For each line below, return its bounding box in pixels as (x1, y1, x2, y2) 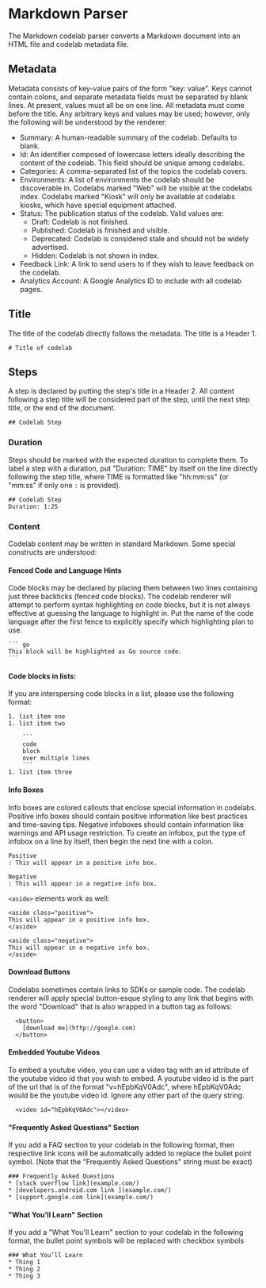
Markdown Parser (8, 5, 128, 23)
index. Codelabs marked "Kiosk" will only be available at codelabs (19, 191, 236, 201)
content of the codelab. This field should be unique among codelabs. (19, 158, 245, 167)
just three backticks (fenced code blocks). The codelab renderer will (8, 592, 232, 602)
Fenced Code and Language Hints (8, 565, 122, 575)
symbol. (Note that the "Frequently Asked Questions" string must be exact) (8, 1157, 253, 1167)
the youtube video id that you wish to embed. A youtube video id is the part (8, 1073, 254, 1083)
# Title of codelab (8, 344, 73, 352)
